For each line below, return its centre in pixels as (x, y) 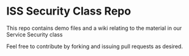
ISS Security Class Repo (69, 11)
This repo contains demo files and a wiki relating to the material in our (94, 28)
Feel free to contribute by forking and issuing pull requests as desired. (95, 46)
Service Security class (35, 34)
